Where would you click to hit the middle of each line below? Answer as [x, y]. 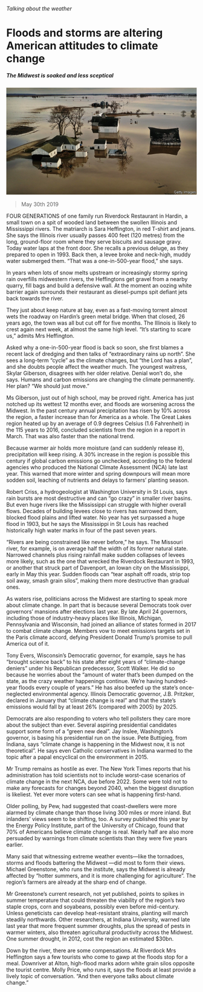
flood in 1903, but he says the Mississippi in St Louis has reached [87, 524]
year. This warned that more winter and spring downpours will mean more [98, 474]
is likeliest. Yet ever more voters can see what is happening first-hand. [94, 794]
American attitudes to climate [82, 46]
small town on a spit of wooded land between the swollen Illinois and [92, 222]
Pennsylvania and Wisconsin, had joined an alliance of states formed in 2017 [101, 624]
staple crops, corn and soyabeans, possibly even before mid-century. [93, 907]
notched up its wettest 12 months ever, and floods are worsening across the [101, 404]
